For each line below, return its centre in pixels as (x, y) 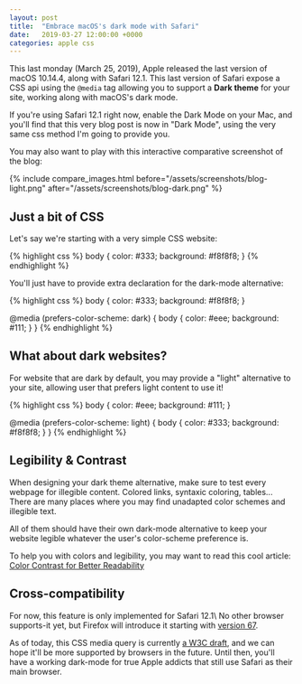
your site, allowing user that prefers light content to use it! (116, 387)
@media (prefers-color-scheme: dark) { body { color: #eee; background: (144, 318)
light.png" (28, 188)
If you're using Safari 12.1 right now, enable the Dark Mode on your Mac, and (151, 115)
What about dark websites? (88, 356)
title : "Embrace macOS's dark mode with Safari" (105, 26)
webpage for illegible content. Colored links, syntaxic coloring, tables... (141, 492)
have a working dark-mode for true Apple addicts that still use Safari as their (151, 661)
